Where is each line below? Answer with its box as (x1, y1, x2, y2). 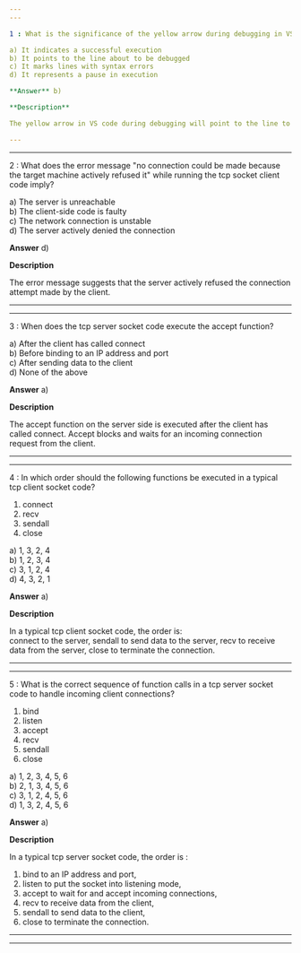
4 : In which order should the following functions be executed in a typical (9, 472, 279, 482)
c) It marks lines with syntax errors (9, 62, 154, 72)
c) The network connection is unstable (9, 215, 152, 226)
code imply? (9, 178, 55, 189)
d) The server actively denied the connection (9, 225, 176, 236)
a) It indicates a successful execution (9, 46, 163, 55)
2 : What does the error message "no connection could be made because (9, 160, 280, 170)
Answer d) (9, 242, 49, 253)
